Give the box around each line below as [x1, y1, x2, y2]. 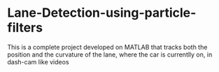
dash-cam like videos [7, 57, 69, 66]
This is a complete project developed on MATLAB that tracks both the [7, 43, 208, 51]
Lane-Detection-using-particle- [7, 5, 197, 21]
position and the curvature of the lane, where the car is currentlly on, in [7, 50, 213, 59]
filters [7, 20, 43, 36]
